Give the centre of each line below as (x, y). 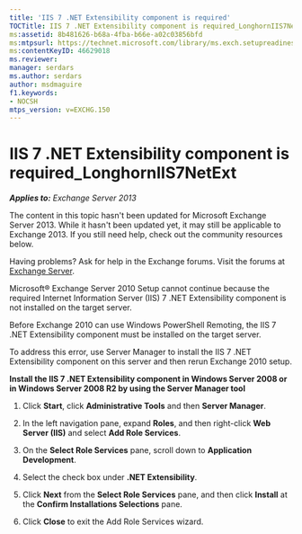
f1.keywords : (34, 93)
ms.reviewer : (34, 59)
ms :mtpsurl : (31, 43)
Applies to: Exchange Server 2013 (73, 198)
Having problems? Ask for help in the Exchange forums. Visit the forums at (147, 262)
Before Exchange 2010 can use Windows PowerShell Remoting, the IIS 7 (143, 325)
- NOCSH (24, 101)
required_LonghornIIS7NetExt (123, 173)
